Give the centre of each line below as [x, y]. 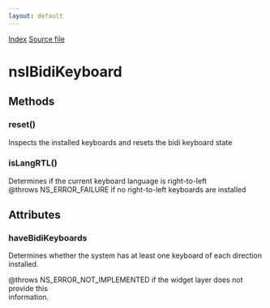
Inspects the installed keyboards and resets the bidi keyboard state [120, 142]
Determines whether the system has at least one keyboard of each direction [135, 255]
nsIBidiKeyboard [66, 72]
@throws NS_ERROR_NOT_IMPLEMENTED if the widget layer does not [126, 280]
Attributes [34, 215]
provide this [28, 289]
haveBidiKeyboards [48, 238]
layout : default [36, 16]
